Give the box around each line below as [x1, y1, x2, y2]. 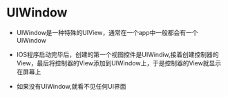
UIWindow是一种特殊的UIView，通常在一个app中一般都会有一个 [16, 28, 198, 36]
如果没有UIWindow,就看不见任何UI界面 [16, 82, 126, 90]
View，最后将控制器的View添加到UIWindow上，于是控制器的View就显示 [16, 58, 222, 67]
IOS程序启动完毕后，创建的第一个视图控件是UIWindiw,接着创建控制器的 [16, 50, 219, 58]
